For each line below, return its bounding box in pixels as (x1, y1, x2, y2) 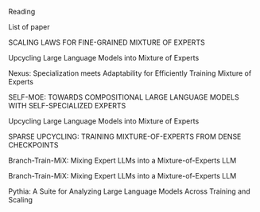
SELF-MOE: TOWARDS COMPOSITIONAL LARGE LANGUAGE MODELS (8, 92, 240, 102)
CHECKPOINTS (8, 140, 59, 150)
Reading (8, 7, 36, 16)
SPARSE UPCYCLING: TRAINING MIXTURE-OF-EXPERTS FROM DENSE (8, 132, 242, 141)
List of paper (8, 22, 50, 31)
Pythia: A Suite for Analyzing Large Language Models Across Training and (8, 186, 250, 196)
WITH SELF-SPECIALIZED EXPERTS (8, 101, 126, 110)
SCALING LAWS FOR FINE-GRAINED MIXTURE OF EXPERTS (8, 37, 205, 47)
